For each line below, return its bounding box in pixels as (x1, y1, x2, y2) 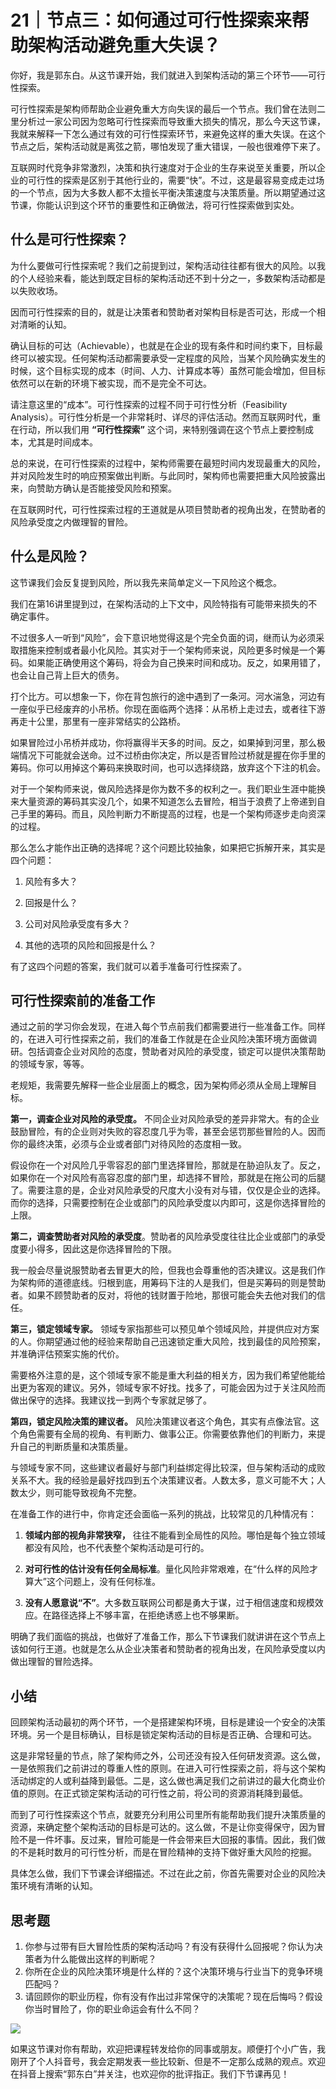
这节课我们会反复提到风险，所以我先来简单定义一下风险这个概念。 (10, 576, 282, 588)
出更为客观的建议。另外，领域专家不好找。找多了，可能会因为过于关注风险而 (10, 1382, 326, 1394)
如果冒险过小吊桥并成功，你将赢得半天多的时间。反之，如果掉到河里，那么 (10, 736, 317, 748)
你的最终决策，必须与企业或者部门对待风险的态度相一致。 (10, 1138, 247, 1150)
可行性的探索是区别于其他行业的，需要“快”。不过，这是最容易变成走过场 (27, 174, 325, 186)
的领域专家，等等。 (10, 1058, 90, 1070)
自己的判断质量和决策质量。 (18, 1441, 133, 1453)
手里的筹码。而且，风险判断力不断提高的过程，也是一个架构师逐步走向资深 (18, 807, 326, 820)
